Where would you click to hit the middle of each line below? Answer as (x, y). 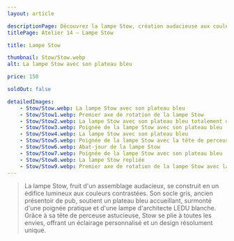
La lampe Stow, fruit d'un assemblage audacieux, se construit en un (122, 186)
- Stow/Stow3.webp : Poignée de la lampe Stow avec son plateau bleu (121, 128)
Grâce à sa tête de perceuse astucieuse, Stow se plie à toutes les (118, 215)
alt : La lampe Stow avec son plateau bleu (70, 64)
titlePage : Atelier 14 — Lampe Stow (60, 33)
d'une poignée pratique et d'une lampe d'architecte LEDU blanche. (120, 208)
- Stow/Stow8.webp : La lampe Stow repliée (82, 160)
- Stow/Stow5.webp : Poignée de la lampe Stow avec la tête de (112, 141)
